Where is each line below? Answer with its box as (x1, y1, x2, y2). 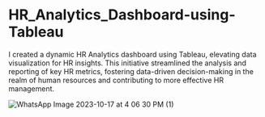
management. (8, 83, 55, 94)
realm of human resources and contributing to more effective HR (8, 75, 224, 85)
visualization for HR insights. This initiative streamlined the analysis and (8, 58, 247, 68)
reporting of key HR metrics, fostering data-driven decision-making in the (8, 66, 254, 76)
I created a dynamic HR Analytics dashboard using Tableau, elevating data (8, 49, 257, 59)
